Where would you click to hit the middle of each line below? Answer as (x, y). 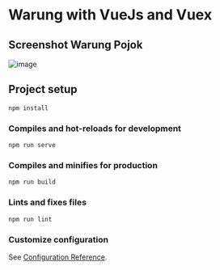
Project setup (43, 89)
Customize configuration (59, 239)
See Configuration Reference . (58, 257)
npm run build (32, 182)
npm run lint (30, 219)
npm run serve (32, 146)
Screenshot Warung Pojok (76, 45)
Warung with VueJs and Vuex (110, 15)
